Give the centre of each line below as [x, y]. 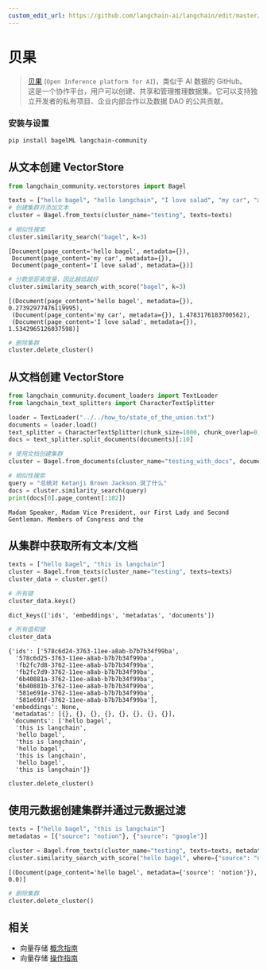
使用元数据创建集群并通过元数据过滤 [97, 810]
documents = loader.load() [53, 425]
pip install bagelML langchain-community [78, 140]
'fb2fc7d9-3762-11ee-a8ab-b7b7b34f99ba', [85, 672]
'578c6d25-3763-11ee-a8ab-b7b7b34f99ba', [85, 658]
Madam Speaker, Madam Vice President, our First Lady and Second [118, 512]
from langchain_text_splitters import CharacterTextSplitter [112, 403]
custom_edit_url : [37, 16]
